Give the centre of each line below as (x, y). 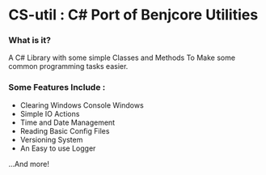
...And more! (29, 164)
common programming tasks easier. (68, 66)
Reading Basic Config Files (65, 130)
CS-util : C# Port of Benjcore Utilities (133, 15)
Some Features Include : (57, 87)
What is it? (30, 41)
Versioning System (51, 139)
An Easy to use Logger (58, 148)
